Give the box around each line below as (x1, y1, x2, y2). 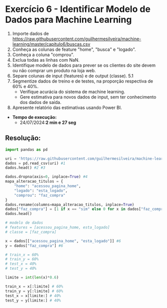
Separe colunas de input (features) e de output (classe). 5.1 (12, 73, 134, 79)
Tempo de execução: (12, 114, 57, 120)
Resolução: (5, 134, 41, 142)
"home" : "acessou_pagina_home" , (14, 184, 81, 189)
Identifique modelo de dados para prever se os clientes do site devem (12, 62, 156, 68)
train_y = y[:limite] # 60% (5, 289, 64, 294)
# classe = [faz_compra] (5, 229, 57, 234)
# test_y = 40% (5, 266, 37, 271)
